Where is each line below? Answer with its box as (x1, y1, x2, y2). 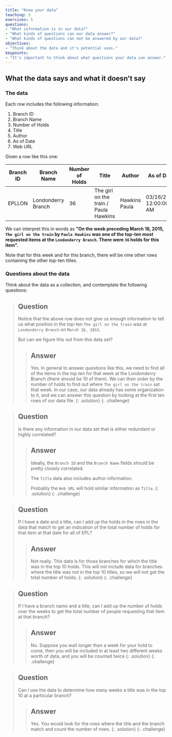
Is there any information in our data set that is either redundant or (17, 426, 156, 432)
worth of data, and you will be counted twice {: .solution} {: (30, 653, 155, 659)
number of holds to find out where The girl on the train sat (30, 381, 160, 387)
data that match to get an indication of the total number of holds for (17, 524, 160, 530)
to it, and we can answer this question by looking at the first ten (30, 392, 165, 398)
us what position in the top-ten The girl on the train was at (17, 321, 147, 328)
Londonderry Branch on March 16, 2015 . (17, 327, 101, 333)
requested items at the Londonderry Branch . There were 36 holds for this (5, 236, 160, 243)
